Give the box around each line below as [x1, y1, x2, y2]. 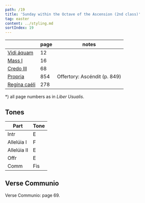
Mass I [7, 57, 23, 64]
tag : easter [5, 16, 29, 21]
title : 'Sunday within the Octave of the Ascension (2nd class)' [5, 12, 141, 17]
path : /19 [5, 7, 25, 12]
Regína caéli [7, 81, 36, 88]
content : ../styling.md [5, 21, 54, 26]
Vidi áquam [7, 50, 34, 56]
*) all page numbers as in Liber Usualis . [5, 94, 84, 100]
